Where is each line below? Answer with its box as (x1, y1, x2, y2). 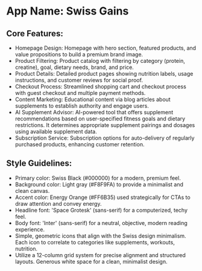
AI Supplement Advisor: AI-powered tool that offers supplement (14, 109, 174, 116)
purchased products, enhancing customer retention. (14, 141, 145, 148)
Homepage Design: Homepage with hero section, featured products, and (14, 44, 197, 51)
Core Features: (6, 28, 63, 39)
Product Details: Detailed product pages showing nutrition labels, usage (14, 70, 194, 77)
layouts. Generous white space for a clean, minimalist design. (14, 258, 168, 265)
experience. (14, 226, 45, 233)
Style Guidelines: (6, 158, 72, 169)
